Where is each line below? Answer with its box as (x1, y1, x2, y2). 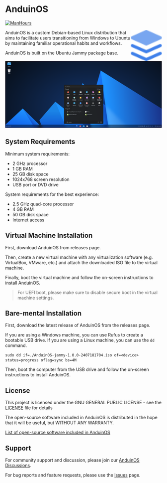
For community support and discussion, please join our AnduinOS (5, 457, 140, 463)
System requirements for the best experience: (5, 191, 99, 197)
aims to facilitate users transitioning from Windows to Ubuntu (5, 35, 131, 41)
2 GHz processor (12, 161, 48, 166)
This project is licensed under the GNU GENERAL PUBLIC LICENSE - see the (5, 400, 162, 406)
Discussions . (5, 463, 31, 469)
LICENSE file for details (5, 405, 53, 411)
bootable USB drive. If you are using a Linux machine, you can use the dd (5, 337, 155, 343)
